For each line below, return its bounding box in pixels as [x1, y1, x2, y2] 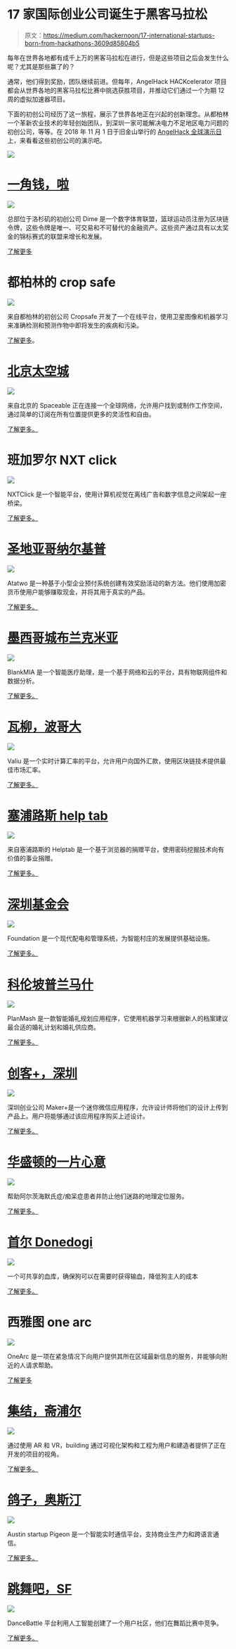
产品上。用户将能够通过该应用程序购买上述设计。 [7, 1112, 149, 1120]
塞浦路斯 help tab [7, 808, 108, 824]
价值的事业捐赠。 [7, 854, 57, 863]
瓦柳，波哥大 [7, 719, 82, 734]
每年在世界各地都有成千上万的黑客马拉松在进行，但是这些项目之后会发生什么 [7, 54, 229, 62]
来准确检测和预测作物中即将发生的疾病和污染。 [7, 321, 143, 330]
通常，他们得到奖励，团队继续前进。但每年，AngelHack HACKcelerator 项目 [7, 77, 227, 85]
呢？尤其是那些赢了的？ [7, 62, 75, 70]
